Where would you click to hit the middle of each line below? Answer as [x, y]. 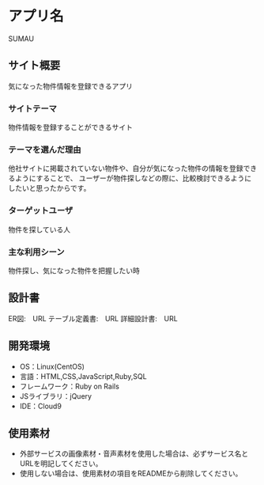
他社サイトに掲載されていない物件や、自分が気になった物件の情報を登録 [126, 169]
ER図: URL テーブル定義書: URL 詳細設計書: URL [93, 318]
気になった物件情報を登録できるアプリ [70, 86]
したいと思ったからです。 [49, 188]
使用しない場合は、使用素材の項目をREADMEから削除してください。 [131, 474]
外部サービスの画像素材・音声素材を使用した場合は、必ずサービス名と [134, 454]
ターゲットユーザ [41, 210]
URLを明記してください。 [61, 464]
